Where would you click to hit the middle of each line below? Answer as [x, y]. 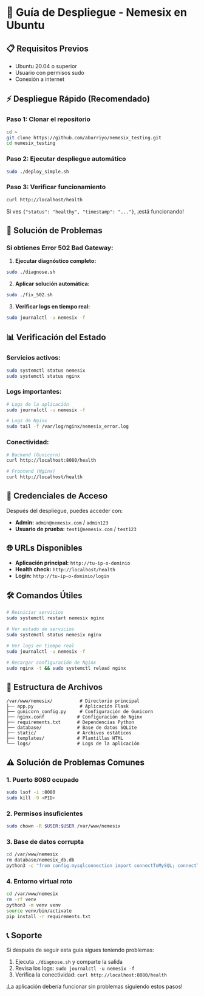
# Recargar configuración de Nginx [51, 663]
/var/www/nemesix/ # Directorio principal [73, 701]
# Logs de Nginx [27, 421]
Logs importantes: [34, 392]
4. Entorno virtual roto [39, 881]
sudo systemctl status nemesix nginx [54, 635]
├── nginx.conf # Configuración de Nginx [74, 717]
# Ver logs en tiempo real [40, 646]
